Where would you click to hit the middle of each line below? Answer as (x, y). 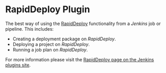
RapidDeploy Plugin (48, 9)
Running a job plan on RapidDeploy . (50, 50)
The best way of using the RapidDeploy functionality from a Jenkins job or (83, 23)
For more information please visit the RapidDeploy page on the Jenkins (80, 59)
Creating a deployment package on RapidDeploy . (64, 39)
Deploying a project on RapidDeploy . (51, 44)
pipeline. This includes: (30, 29)
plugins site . (18, 65)
